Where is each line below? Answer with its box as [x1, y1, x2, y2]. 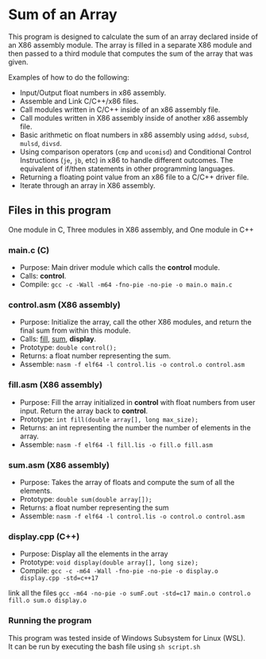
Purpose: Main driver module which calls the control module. [19, 263, 221, 272]
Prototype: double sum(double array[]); [19, 494, 152, 503]
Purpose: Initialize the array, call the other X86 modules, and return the [19, 318, 252, 327]
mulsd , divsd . [19, 138, 62, 148]
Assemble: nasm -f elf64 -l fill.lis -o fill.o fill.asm [19, 439, 213, 449]
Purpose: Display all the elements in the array [19, 549, 168, 559]
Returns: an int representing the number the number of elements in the [19, 422, 252, 432]
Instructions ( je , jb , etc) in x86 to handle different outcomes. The [19, 155, 233, 164]
